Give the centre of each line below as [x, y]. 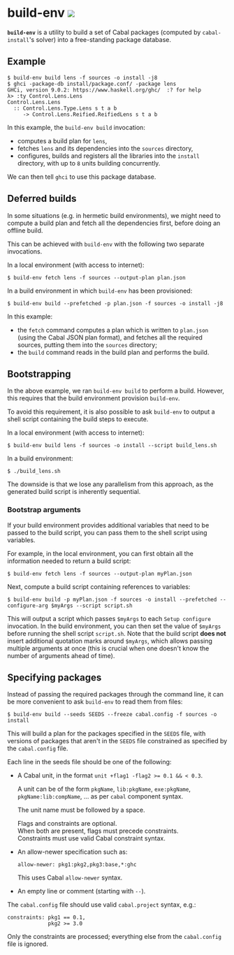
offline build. [25, 230]
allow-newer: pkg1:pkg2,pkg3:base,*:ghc [77, 865]
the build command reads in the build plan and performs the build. [113, 352]
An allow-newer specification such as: [72, 852]
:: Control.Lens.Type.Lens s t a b [65, 108]
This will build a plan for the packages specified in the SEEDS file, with [107, 734]
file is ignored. [28, 944]
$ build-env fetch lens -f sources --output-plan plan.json [97, 277]
